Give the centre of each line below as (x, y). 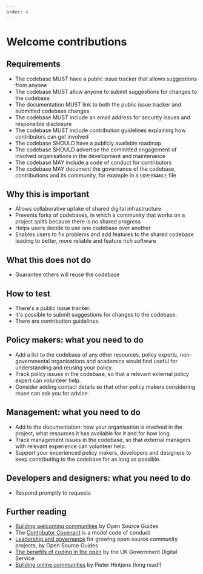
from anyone (31, 85)
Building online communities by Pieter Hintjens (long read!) (88, 565)
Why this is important (48, 194)
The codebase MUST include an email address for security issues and (103, 117)
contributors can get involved (52, 136)
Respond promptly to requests (53, 493)
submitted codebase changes (52, 111)
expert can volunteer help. (48, 380)
